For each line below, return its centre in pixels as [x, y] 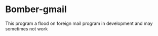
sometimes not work [27, 28]
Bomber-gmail [36, 9]
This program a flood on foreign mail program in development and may [79, 23]
